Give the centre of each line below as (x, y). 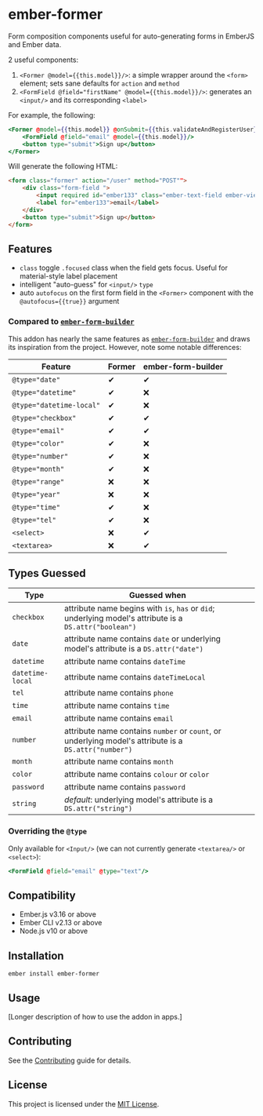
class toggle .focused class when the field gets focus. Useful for (124, 268)
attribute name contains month (119, 761)
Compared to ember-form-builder (71, 322)
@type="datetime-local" (56, 405)
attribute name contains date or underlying (142, 639)
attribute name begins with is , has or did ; (139, 608)
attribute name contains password (125, 787)
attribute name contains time (117, 706)
